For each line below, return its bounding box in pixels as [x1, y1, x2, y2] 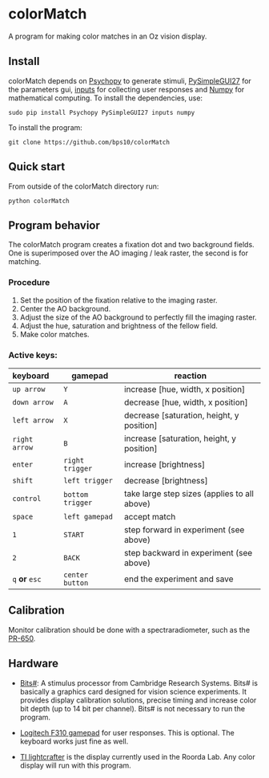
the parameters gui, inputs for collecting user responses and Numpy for [8, 84, 245, 94]
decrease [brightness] [123, 475, 208, 486]
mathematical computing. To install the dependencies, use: [8, 93, 203, 103]
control [12, 494, 42, 503]
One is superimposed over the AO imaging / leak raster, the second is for [8, 248, 248, 258]
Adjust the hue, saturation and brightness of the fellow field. [19, 320, 219, 330]
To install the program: [8, 122, 82, 132]
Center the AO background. [19, 303, 111, 313]
